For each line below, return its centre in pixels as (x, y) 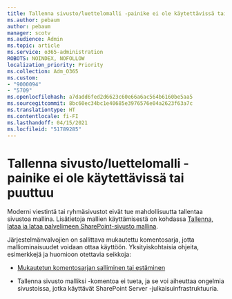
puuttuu (30, 192)
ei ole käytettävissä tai (118, 178)
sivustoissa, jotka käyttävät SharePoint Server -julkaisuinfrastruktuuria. (118, 289)
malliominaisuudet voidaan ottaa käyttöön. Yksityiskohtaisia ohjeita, (103, 247)
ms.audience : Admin (35, 39)
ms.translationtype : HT (41, 110)
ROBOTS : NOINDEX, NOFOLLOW (46, 59)
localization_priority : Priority (55, 65)
